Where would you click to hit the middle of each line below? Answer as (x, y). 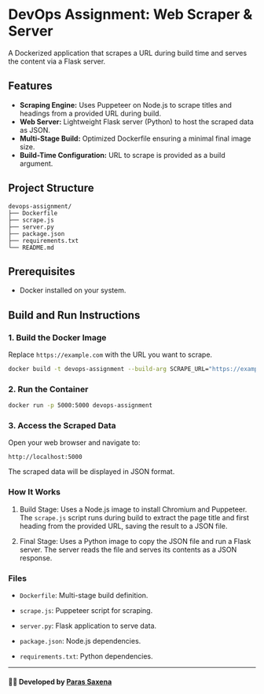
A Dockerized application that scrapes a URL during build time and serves (128, 53)
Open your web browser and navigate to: (74, 442)
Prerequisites (42, 272)
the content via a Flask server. (57, 61)
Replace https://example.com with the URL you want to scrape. (110, 354)
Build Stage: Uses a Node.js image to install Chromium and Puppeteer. (133, 509)
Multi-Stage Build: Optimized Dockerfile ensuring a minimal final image (135, 138)
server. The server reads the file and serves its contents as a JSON (128, 549)
